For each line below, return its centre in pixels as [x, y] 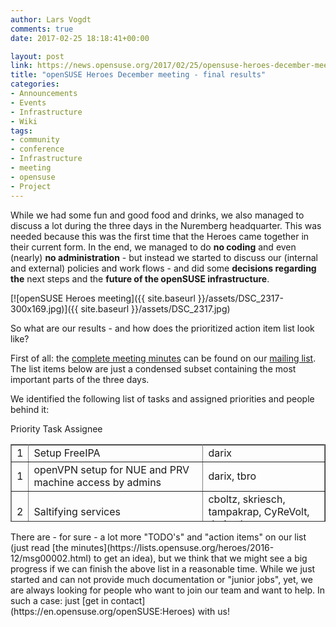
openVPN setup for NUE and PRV [111, 469]
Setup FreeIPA [67, 453]
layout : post [37, 56]
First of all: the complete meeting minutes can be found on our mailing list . [163, 358]
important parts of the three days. [80, 379]
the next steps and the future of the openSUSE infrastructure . [140, 278]
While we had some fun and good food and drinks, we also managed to [157, 215]
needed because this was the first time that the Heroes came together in [160, 236]
